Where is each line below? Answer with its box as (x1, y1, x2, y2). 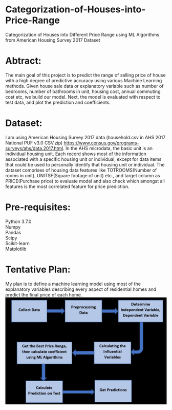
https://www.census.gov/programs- (63, 140, 139, 146)
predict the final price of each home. (5, 291, 82, 297)
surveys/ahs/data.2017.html (5, 145, 63, 151)
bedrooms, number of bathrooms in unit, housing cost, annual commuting (5, 88, 161, 95)
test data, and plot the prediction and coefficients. (5, 99, 111, 105)
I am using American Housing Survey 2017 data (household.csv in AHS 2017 (5, 134, 166, 140)
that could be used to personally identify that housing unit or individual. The (5, 161, 165, 167)
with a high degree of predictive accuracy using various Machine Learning (5, 77, 162, 83)
